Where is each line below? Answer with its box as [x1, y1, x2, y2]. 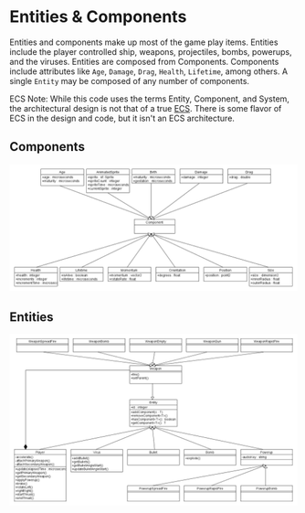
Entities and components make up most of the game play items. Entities [9, 37, 279, 48]
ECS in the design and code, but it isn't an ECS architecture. [9, 112, 236, 123]
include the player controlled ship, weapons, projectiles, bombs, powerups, [9, 46, 292, 57]
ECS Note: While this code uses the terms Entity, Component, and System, [9, 93, 290, 104]
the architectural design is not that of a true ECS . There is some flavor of [9, 102, 282, 113]
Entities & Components [9, 6, 187, 27]
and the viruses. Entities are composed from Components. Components [9, 56, 279, 67]
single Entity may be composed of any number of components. [9, 75, 249, 86]
